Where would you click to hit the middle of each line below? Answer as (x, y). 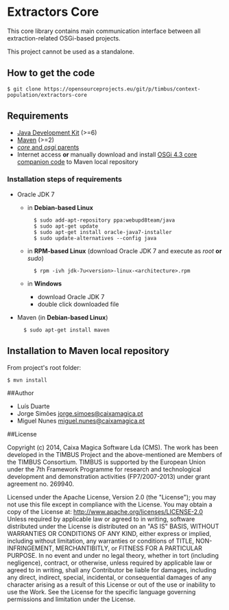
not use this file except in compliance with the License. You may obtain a (110, 504)
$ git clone (24, 89)
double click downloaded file (78, 304)
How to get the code (51, 73)
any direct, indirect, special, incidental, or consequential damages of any (110, 577)
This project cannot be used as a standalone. (71, 51)
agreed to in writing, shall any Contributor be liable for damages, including (112, 570)
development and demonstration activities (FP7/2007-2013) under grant (109, 476)
